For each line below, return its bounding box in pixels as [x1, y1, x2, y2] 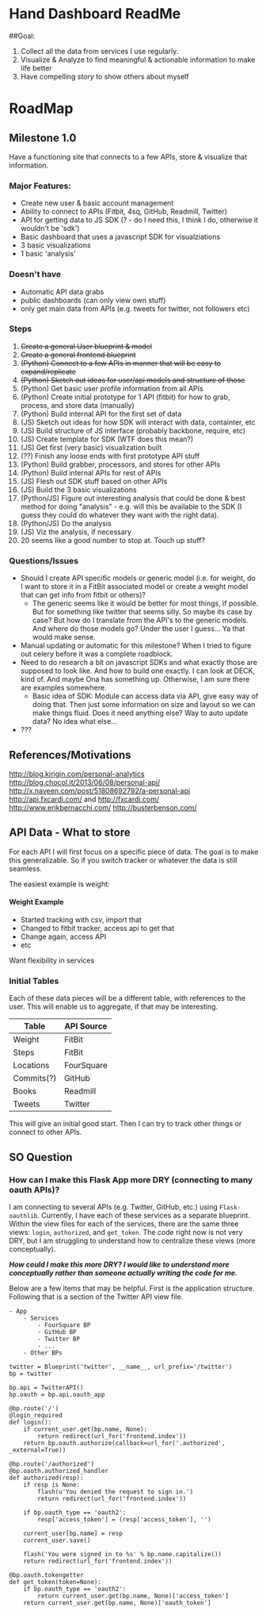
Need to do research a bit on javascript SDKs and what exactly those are [20, 658, 258, 667]
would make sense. [32, 633, 96, 642]
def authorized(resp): [9, 1474, 84, 1482]
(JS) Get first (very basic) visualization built [20, 442, 162, 452]
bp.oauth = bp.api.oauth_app [9, 1390, 105, 1398]
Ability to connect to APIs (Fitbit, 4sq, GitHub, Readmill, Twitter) [20, 207, 228, 217]
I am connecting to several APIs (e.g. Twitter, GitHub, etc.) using [9, 1202, 218, 1211]
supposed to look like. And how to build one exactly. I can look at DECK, [20, 666, 256, 675]
